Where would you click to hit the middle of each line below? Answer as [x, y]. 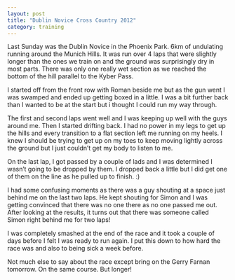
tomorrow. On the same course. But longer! [69, 269]
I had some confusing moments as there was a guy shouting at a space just [116, 190]
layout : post [26, 14]
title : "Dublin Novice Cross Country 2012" [72, 20]
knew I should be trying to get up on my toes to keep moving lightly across [115, 141]
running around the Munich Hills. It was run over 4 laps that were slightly [112, 54]
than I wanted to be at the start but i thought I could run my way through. [112, 105]
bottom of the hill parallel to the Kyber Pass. [70, 76]
